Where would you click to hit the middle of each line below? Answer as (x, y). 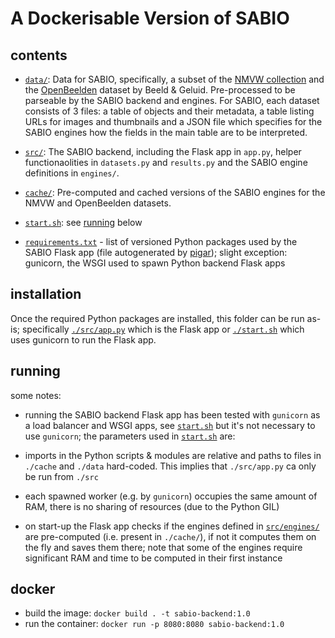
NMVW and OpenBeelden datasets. (98, 203)
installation (46, 294)
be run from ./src (61, 476)
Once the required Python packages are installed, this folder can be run (157, 318)
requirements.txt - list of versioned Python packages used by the (161, 241)
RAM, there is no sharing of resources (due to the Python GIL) (152, 506)
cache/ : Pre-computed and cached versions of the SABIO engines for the (175, 192)
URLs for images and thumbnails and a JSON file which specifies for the (173, 121)
